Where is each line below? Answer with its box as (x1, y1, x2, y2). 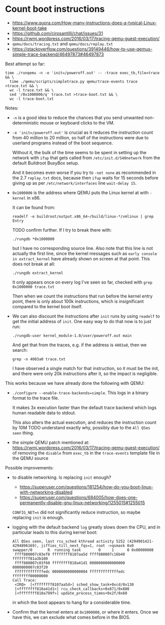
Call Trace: (12, 578, 37, 583)
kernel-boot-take (12, 25, 47, 31)
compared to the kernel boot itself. (12, 303, 83, 309)
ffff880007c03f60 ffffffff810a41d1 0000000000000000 (14, 560, 125, 565)
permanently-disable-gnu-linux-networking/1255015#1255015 (19, 500, 145, 505)
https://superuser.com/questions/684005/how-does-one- (19, 494, 138, 500)
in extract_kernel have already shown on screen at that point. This (12, 255, 150, 261)
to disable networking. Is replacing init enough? (12, 474, 112, 480)
